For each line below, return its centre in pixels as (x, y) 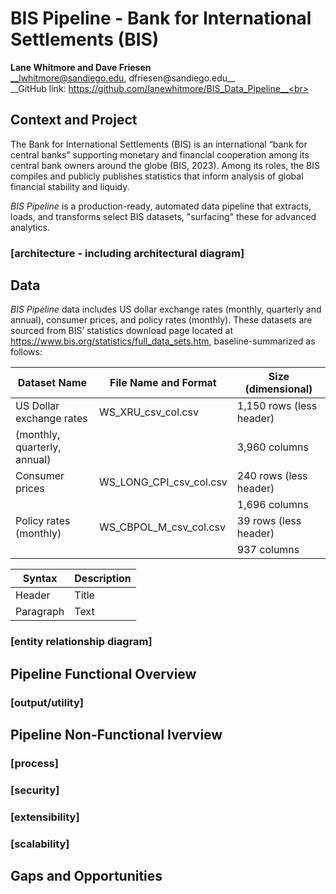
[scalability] (40, 844)
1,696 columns (272, 505)
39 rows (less (269, 521)
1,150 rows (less (277, 406)
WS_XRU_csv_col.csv (148, 412)
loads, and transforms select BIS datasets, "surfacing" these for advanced (163, 216)
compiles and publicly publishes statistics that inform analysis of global (157, 176)
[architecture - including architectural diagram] (127, 253)
